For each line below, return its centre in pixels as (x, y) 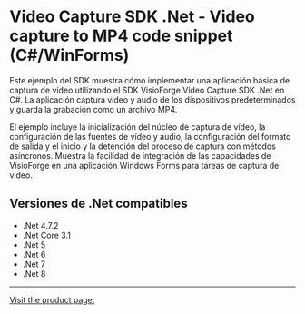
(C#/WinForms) (69, 55)
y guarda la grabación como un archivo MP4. (93, 109)
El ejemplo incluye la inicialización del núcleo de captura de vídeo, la (138, 127)
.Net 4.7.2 (40, 225)
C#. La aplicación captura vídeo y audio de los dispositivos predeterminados (152, 99)
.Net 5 (34, 245)
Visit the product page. (52, 299)
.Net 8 (34, 273)
